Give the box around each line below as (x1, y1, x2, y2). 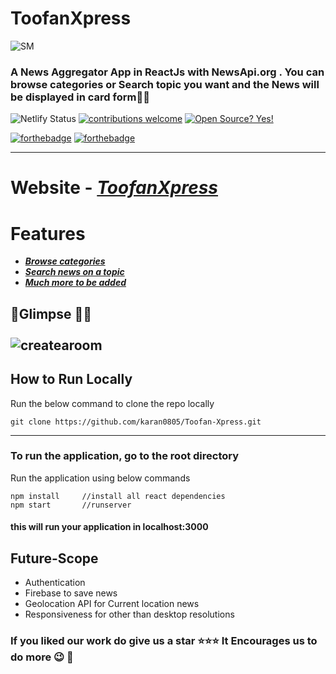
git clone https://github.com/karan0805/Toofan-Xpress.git (10, 417, 262, 427)
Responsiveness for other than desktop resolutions (24, 608, 235, 621)
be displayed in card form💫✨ (10, 90, 150, 104)
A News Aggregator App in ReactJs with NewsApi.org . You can (10, 65, 325, 79)
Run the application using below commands (10, 472, 191, 484)
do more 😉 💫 (10, 650, 74, 664)
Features (10, 222, 86, 245)
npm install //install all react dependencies (10, 491, 226, 501)
